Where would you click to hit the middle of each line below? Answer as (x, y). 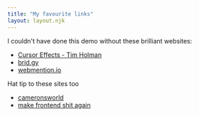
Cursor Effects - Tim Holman (59, 55)
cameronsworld (41, 97)
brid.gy (28, 62)
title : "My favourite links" (50, 14)
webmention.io (39, 70)
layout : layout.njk (36, 21)
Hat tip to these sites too (43, 83)
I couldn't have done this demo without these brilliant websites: (100, 41)
